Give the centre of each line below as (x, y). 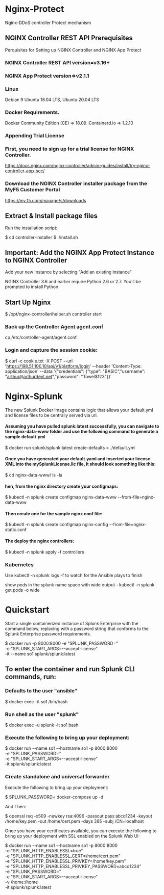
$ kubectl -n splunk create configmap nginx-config (57, 525)
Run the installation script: (31, 228)
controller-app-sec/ (25, 171)
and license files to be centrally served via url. (51, 415)
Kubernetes (19, 564)
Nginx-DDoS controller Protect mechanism (48, 23)
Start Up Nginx (28, 302)
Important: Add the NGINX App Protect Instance (80, 252)
